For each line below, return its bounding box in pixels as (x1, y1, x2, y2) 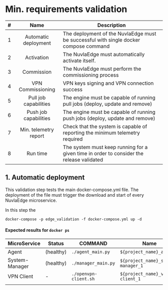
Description (97, 22, 126, 29)
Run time (26, 150, 47, 157)
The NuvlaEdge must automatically (62, 51, 145, 58)
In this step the (5, 207, 36, 213)
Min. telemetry (19, 126, 54, 133)
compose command (62, 43, 110, 50)
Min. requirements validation (5, 4, 127, 15)
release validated (62, 156, 103, 163)
